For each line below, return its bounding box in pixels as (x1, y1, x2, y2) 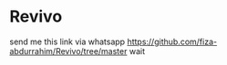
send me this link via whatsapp (9, 36, 126, 47)
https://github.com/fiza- (127, 36, 217, 47)
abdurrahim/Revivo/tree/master (9, 45, 128, 56)
